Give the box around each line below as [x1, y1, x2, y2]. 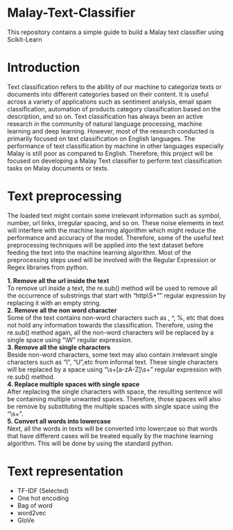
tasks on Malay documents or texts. [7, 163, 110, 172]
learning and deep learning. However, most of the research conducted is [7, 127, 215, 135]
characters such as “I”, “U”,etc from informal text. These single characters [7, 358, 218, 366]
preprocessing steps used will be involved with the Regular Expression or [7, 255, 216, 264]
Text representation [7, 464, 123, 479]
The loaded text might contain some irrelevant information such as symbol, [7, 211, 221, 220]
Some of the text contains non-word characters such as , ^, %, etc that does [7, 313, 224, 321]
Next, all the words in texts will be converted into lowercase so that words [7, 424, 218, 433]
